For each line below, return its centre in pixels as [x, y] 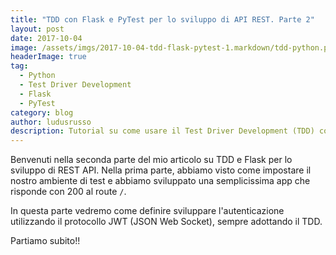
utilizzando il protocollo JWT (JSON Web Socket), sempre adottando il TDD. [166, 222]
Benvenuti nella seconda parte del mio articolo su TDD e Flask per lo [151, 160]
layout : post [37, 29]
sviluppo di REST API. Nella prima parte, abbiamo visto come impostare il [161, 170]
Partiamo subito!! [45, 241]
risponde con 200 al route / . [68, 192]
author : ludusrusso [51, 122]
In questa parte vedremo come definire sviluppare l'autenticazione [147, 211]
